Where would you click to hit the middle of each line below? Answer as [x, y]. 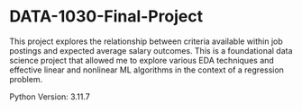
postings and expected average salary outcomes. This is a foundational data [151, 50]
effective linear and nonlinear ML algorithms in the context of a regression [146, 70]
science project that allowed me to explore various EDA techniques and [142, 60]
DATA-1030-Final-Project [106, 17]
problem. [26, 79]
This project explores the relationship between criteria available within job [146, 41]
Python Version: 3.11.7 [50, 97]
